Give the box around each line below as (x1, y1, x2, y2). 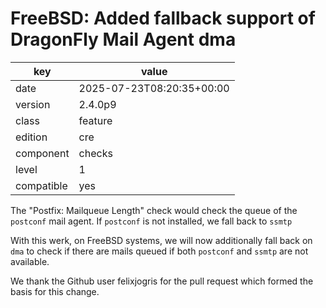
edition (15, 130, 48, 144)
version (15, 97, 51, 111)
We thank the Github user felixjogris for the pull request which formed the (10, 275, 314, 287)
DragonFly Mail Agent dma (10, 28, 237, 51)
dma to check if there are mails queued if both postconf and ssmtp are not (10, 245, 309, 257)
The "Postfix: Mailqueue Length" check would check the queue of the (10, 204, 298, 216)
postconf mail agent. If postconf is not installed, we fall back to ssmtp (10, 215, 293, 227)
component (15, 146, 70, 160)
